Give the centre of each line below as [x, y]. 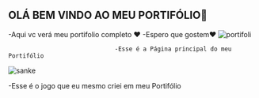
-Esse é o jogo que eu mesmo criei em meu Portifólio [95, 85]
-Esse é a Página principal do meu [173, 49]
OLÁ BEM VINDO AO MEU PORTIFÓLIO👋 [108, 15]
